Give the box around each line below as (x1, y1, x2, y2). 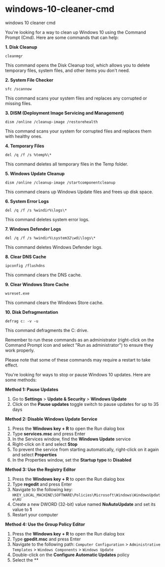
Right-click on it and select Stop (12, 441, 78, 447)
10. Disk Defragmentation (5, 309, 58, 315)
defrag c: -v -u (5, 319, 38, 324)
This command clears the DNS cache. (5, 272, 82, 278)
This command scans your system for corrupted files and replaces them (5, 128, 152, 134)
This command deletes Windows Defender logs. (5, 244, 102, 250)
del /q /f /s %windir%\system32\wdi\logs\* (5, 235, 96, 240)
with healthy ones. (5, 133, 43, 139)
